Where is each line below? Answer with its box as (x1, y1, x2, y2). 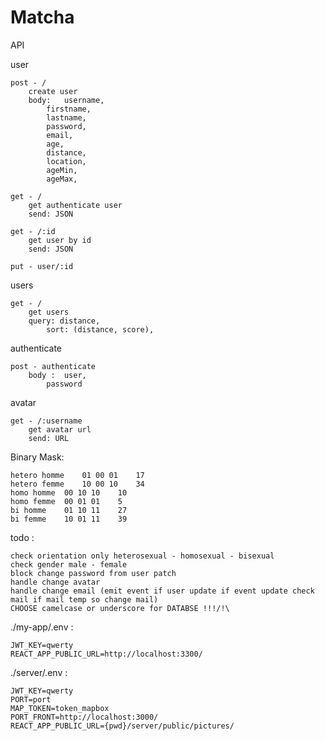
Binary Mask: (10, 451, 65, 463)
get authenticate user (28, 200, 123, 210)
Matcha (10, 6, 75, 29)
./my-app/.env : (10, 621, 74, 633)
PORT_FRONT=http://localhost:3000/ (10, 712, 159, 722)
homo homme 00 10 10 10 (10, 487, 128, 498)
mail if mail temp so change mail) (10, 594, 159, 605)
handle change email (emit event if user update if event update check (10, 586, 315, 596)
